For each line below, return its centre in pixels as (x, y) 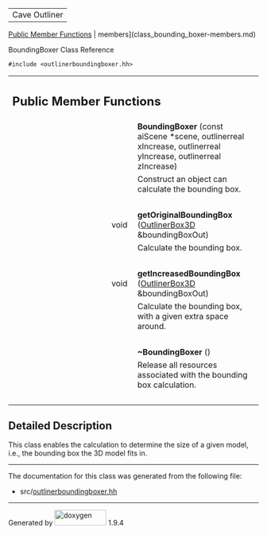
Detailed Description (60, 426)
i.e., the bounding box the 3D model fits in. (78, 453)
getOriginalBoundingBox (185, 215)
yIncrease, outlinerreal (179, 156)
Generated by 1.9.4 (66, 523)
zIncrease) (157, 166)
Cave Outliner (38, 15)
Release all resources (178, 365)
